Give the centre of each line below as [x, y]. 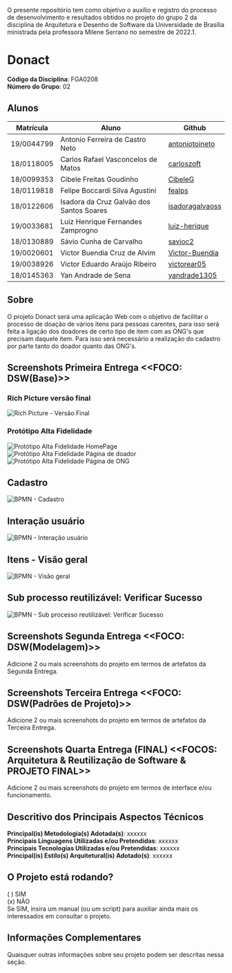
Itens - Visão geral [47, 560]
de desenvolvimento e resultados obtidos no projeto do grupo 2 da [102, 17]
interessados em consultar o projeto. [59, 916]
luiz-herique [188, 226]
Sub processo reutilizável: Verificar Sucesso [105, 598]
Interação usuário [46, 521]
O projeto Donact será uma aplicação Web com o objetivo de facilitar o [108, 316]
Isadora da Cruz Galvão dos [105, 201]
